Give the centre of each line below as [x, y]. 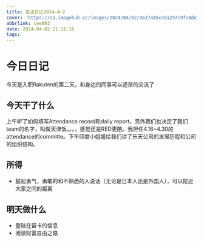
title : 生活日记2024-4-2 [36, 12]
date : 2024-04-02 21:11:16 [40, 29]
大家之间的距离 [34, 188]
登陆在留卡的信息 [36, 225]
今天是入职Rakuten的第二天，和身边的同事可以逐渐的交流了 [80, 85]
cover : [15, 18]
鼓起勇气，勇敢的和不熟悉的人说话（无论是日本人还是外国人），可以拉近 [104, 181]
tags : [13, 35]
